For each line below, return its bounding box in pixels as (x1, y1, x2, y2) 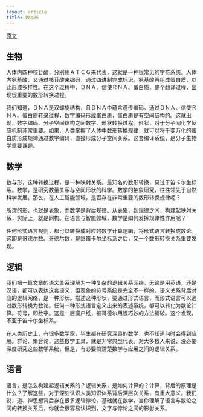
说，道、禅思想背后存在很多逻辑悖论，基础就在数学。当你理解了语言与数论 (6, 396, 192, 404)
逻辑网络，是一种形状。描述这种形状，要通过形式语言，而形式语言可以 (16, 294, 192, 301)
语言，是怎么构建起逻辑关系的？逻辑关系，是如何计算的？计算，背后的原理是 (6, 381, 197, 389)
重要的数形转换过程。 (16, 92, 70, 99)
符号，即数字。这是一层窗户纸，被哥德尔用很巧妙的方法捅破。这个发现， (16, 309, 197, 316)
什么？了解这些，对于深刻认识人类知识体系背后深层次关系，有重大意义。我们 (6, 389, 197, 396)
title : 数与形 (6, 15, 39, 21)
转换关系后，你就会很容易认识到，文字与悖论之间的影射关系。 (16, 404, 170, 412)
